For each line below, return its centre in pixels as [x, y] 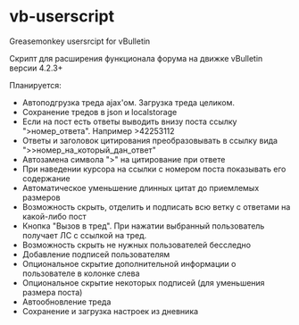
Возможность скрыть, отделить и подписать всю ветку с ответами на [156, 206]
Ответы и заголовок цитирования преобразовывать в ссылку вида [150, 140]
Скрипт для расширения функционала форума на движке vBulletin [136, 58]
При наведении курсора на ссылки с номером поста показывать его [154, 169]
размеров [41, 197]
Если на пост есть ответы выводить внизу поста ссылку [129, 121]
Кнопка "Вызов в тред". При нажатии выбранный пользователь [143, 226]
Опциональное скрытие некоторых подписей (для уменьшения [143, 282]
